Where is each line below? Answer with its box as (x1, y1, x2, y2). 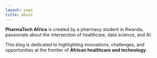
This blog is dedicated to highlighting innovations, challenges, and (5, 41, 145, 47)
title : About (5, 12, 33, 17)
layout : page (5, 7, 33, 13)
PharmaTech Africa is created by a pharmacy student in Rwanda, (5, 26, 144, 32)
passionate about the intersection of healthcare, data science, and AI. (5, 32, 152, 38)
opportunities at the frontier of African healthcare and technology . (5, 47, 147, 53)
